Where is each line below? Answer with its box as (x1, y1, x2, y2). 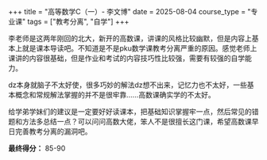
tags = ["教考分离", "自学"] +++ (27, 17, 130, 26)
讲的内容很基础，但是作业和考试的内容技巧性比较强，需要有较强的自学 (14, 54, 245, 63)
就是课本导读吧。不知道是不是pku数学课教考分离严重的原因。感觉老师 (21, 44, 250, 53)
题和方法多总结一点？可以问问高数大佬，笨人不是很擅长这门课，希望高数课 (8, 117, 252, 126)
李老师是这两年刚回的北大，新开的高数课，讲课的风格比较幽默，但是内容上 (8, 34, 252, 43)
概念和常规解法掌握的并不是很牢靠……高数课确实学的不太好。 (14, 90, 216, 99)
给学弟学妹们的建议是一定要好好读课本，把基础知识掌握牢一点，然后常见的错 (8, 107, 259, 116)
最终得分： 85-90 (8, 143, 66, 153)
